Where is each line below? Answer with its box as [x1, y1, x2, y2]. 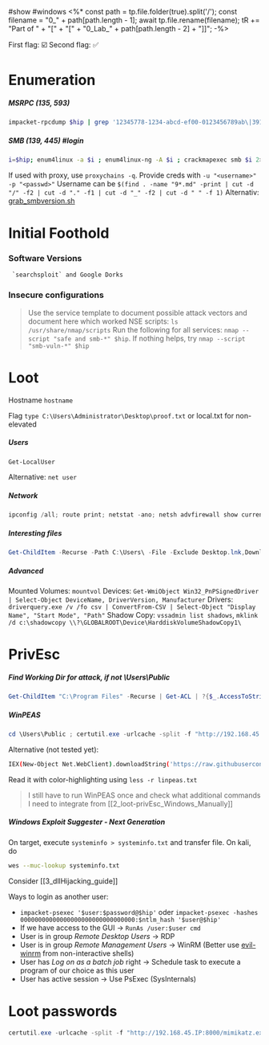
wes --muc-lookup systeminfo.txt [8, 861, 120, 870]
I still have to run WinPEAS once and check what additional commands [27, 790, 261, 800]
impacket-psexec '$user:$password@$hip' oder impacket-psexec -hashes [19, 907, 259, 916]
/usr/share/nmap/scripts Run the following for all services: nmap [27, 325, 239, 334]
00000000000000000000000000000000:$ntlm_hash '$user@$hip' [19, 916, 222, 924]
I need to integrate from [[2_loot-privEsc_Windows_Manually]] [27, 798, 234, 808]
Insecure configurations [8, 289, 104, 300]
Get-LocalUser [8, 458, 56, 466]
